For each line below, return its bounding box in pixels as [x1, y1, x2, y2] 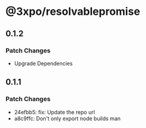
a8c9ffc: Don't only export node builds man [14, 115, 121, 122]
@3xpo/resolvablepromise [5, 5, 141, 18]
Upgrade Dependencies [14, 60, 73, 67]
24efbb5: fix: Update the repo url [14, 108, 96, 115]
